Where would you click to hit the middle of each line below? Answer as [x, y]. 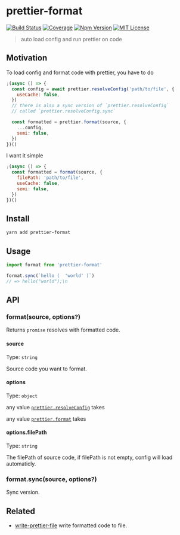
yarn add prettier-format [38, 232]
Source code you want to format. [47, 369]
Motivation [27, 58]
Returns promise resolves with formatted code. [63, 330]
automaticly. [21, 463]
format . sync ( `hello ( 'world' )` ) [50, 276]
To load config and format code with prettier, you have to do [80, 72]
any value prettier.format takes [46, 419]
